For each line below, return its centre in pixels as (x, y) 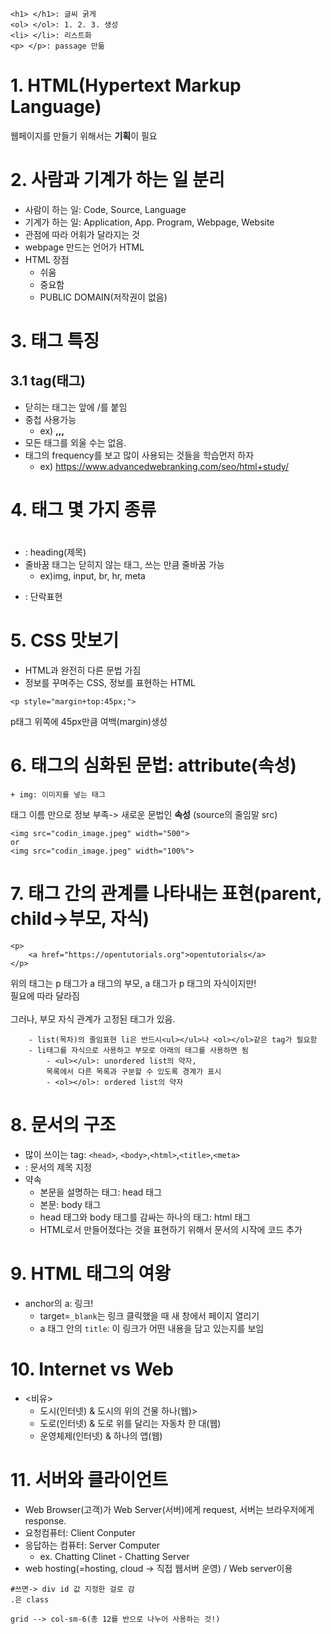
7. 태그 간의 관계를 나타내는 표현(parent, (166, 894)
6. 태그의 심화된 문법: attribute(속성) (153, 765)
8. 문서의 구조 (63, 1125)
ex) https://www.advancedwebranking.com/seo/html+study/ (164, 466)
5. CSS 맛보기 (65, 640)
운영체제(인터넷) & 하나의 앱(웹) (101, 1435)
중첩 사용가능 (50, 419)
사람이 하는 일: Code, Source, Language (105, 209)
